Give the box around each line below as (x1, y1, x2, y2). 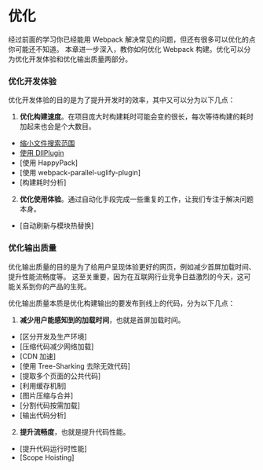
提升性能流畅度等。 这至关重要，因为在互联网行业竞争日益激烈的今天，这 (8, 272, 244, 281)
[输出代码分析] (19, 410, 67, 420)
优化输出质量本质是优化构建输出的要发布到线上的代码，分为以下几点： (8, 298, 236, 307)
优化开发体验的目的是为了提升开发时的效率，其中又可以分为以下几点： (8, 95, 236, 105)
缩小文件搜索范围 (19, 138, 75, 148)
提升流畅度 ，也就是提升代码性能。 (19, 427, 130, 436)
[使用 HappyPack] (19, 158, 79, 167)
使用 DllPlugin (19, 149, 64, 158)
